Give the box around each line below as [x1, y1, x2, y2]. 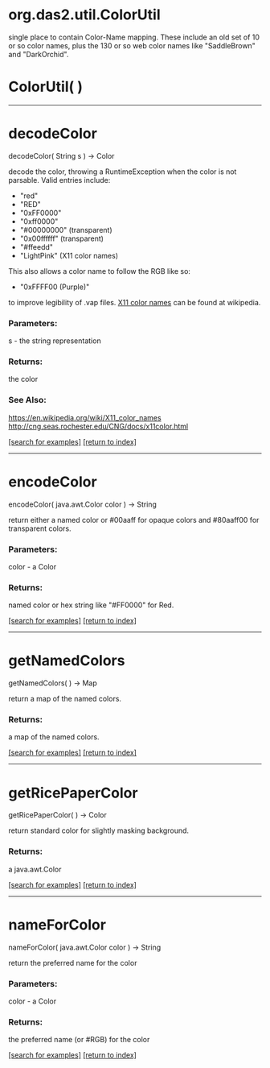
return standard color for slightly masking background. [8, 826, 190, 835]
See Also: [8, 395, 47, 406]
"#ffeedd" [19, 242, 54, 251]
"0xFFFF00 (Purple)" [19, 282, 90, 292]
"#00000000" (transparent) [19, 225, 112, 234]
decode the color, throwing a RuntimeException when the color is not [8, 167, 237, 176]
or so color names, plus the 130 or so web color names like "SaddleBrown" [8, 40, 256, 50]
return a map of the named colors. [8, 694, 122, 704]
